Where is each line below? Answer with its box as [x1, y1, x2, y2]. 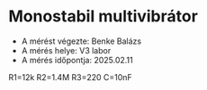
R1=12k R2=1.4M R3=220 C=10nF [8, 71, 132, 82]
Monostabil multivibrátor [8, 6, 199, 27]
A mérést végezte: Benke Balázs [21, 36, 141, 46]
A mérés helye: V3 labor [21, 45, 112, 55]
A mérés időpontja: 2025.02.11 [21, 54, 133, 65]
